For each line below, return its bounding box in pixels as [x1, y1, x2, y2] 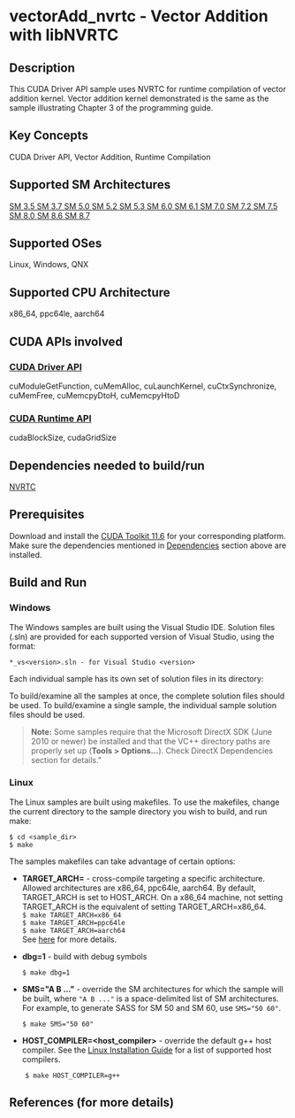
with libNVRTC [9, 25, 119, 45]
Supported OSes [9, 236, 102, 251]
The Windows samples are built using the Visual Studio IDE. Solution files [9, 621, 276, 632]
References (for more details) [9, 1095, 175, 1110]
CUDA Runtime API [9, 412, 92, 424]
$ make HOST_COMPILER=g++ [25, 1071, 121, 1080]
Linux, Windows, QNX [9, 259, 89, 270]
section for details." [30, 754, 102, 765]
